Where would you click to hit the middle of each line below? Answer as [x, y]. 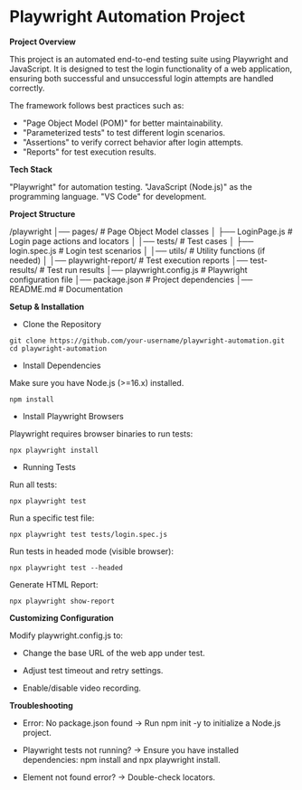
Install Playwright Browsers [73, 416]
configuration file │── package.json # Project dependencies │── [131, 279]
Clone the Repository [62, 324]
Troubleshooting [42, 705]
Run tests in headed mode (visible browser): [92, 551]
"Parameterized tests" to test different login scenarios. [124, 132]
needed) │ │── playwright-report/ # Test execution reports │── [129, 260]
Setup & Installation [47, 306]
